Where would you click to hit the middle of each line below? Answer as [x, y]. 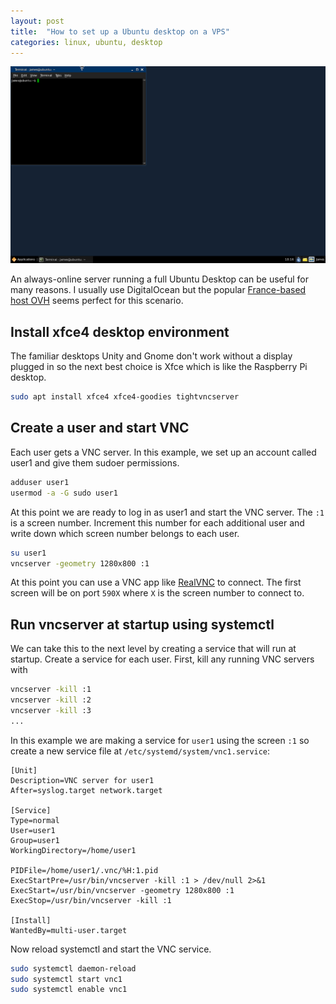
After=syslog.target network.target [86, 790]
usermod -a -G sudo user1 [64, 493]
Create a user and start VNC [100, 428]
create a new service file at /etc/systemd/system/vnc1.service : [140, 751]
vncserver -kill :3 [51, 710]
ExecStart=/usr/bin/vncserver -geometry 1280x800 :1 [122, 890]
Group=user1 [35, 840]
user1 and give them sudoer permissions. [95, 462]
